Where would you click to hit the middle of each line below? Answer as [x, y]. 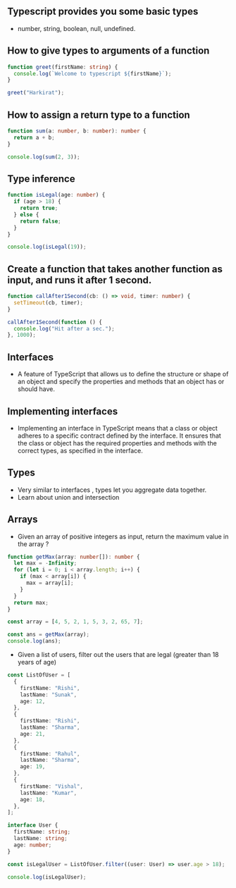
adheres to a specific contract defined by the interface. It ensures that [119, 436]
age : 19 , [33, 767]
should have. [36, 389]
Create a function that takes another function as [115, 269]
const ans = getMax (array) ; [49, 635]
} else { [26, 214]
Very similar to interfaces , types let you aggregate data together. [112, 490]
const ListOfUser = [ [39, 675]
